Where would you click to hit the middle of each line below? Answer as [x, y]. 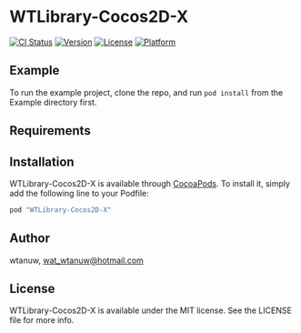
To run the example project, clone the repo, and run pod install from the [146, 92]
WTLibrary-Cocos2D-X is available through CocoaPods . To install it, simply [150, 183]
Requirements [50, 131]
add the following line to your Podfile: [80, 193]
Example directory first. [53, 102]
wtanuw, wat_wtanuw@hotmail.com [76, 260]
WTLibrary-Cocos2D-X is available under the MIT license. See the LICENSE [151, 310]
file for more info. [42, 320]
